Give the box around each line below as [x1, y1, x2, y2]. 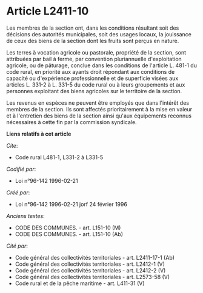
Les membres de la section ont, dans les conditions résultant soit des [6, 24, 179, 31]
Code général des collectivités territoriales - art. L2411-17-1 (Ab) [15, 254, 175, 261]
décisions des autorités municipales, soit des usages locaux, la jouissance [6, 30, 192, 38]
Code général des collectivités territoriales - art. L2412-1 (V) [15, 260, 165, 268]
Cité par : [6, 242, 28, 249]
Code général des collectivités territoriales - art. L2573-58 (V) [15, 273, 170, 280]
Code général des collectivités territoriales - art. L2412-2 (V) [15, 266, 166, 274]
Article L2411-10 [6, 4, 89, 18]
